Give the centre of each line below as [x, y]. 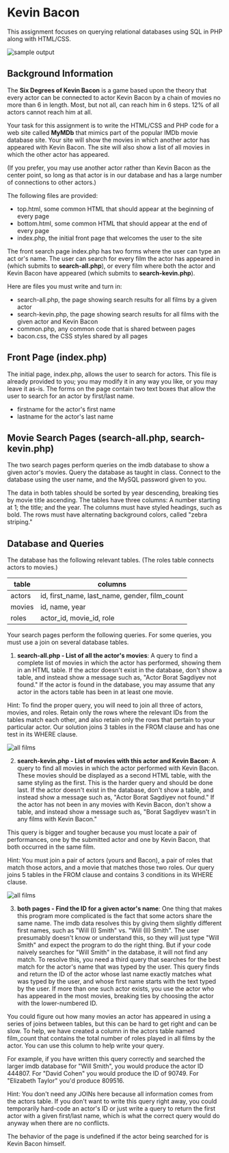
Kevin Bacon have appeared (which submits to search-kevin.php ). [101, 273]
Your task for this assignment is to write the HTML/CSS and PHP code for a [113, 125]
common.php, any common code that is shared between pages [106, 328]
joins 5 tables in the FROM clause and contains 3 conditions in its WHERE [110, 875]
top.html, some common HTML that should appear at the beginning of [115, 209]
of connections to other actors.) [52, 182]
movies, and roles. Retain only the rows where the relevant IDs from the [108, 712]
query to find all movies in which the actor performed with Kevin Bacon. [118, 768]
